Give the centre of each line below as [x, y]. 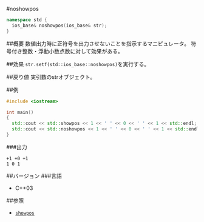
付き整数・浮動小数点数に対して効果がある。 [67, 51]
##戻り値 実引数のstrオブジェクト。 [51, 77]
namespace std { [27, 20]
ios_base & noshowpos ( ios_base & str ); [59, 25]
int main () [20, 112]
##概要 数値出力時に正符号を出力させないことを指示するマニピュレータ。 [98, 43]
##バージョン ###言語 [34, 176]
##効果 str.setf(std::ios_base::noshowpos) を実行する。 [78, 64]
